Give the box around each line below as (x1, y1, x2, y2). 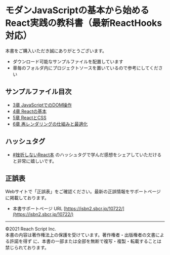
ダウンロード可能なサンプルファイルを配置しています (12, 58, 123, 64)
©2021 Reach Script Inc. (5, 226, 57, 232)
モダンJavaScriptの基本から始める (5, 5, 149, 16)
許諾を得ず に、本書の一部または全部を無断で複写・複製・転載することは (9, 238, 162, 244)
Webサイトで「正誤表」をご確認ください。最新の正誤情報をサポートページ (5, 189, 161, 195)
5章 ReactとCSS (12, 115, 47, 121)
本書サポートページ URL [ (12, 206, 66, 212)
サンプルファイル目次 (5, 87, 72, 96)
